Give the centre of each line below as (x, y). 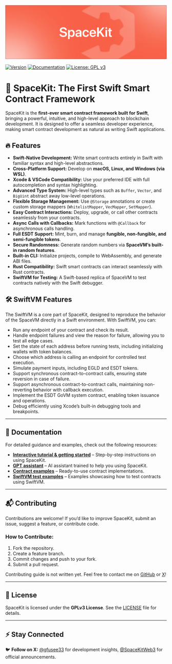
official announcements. (31, 657)
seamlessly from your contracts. (47, 218)
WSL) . (19, 174)
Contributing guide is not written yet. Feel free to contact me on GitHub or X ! (86, 574)
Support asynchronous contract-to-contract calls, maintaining (78, 384)
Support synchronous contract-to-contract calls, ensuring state (80, 373)
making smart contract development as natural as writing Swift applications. (85, 130)
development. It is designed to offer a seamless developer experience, (80, 124)
